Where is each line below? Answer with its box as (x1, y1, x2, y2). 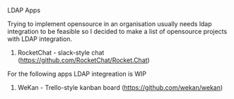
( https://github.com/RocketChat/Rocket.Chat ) (17, 56, 150, 64)
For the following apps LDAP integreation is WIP (7, 70, 147, 78)
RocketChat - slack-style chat (17, 49, 105, 57)
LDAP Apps (7, 6, 41, 14)
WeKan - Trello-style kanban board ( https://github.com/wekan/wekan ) (17, 83, 223, 91)
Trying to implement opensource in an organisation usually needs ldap (7, 20, 212, 28)
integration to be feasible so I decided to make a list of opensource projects (7, 28, 228, 35)
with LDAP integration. (7, 35, 73, 43)
